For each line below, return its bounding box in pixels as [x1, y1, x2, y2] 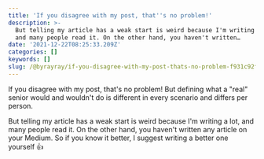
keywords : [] [8, 56, 51, 64]
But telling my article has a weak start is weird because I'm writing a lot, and [8, 116, 254, 126]
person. [8, 101, 34, 110]
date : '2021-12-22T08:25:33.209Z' [8, 41, 122, 49]
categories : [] [8, 48, 58, 56]
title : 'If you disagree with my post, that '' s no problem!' [8, 11, 213, 20]
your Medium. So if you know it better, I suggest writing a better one [8, 133, 229, 142]
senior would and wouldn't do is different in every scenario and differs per [8, 92, 248, 102]
